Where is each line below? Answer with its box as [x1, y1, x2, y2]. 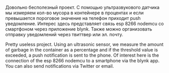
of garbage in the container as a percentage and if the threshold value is [5, 47, 158, 53]
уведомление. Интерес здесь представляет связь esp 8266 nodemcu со [5, 20, 164, 27]
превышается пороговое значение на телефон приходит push [5, 15, 141, 21]
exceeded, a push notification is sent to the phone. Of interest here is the [5, 52, 159, 58]
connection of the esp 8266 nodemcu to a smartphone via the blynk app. [5, 58, 160, 63]
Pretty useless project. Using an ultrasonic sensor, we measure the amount [5, 41, 164, 47]
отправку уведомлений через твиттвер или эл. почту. [5, 32, 123, 37]
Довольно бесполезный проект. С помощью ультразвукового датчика [5, 5, 160, 10]
